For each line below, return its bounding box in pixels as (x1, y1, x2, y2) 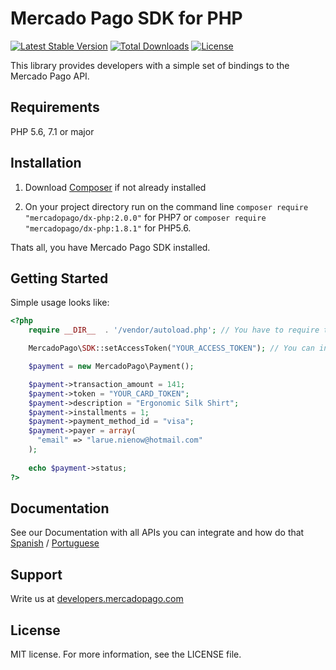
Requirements (10, 99, 100, 116)
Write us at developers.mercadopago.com (10, 593, 184, 605)
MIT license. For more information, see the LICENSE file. (10, 648, 242, 660)
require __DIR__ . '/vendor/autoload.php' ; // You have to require (28, 325, 320, 336)
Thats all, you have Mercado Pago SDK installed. (10, 241, 211, 253)
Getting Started (10, 270, 109, 287)
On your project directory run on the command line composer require (24, 200, 309, 212)
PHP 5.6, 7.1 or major (10, 125, 95, 137)
